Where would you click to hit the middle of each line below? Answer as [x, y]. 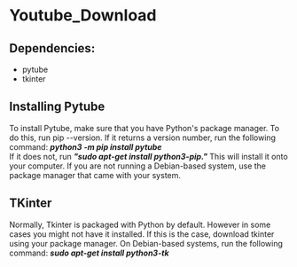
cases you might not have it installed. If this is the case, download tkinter [142, 234]
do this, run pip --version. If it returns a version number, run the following [143, 137]
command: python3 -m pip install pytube [86, 146]
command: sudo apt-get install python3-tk [89, 253]
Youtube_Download [83, 16]
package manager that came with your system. [95, 175]
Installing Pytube [57, 107]
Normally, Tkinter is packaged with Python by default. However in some [140, 224]
